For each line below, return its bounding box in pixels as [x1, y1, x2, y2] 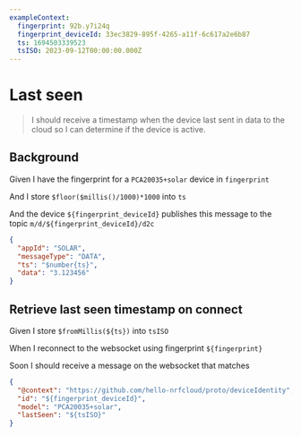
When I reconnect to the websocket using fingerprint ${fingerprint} [9, 342, 262, 354]
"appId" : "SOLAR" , [17, 244, 87, 252]
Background [9, 150, 79, 166]
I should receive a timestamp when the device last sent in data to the [30, 115, 285, 125]
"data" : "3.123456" [17, 269, 90, 278]
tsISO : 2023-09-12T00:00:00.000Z [17, 47, 142, 56]
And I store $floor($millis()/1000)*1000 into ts [9, 191, 186, 201]
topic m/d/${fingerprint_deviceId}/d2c [9, 218, 155, 228]
